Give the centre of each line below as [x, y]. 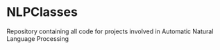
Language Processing [38, 38]
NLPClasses [42, 12]
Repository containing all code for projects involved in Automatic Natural [110, 31]
